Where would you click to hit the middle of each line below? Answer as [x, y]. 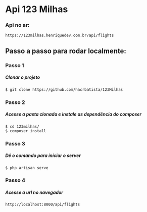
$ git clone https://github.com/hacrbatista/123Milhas [64, 89]
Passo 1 [15, 65]
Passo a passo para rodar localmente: [66, 51]
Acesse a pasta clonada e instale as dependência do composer [73, 114]
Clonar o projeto [23, 77]
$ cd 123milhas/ [22, 126]
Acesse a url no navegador [34, 192]
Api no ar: [17, 25]
